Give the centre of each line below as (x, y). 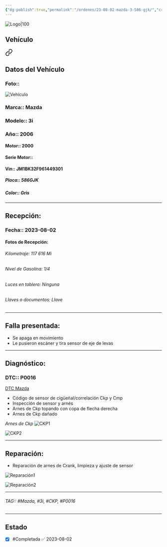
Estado (16, 527)
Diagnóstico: (25, 363)
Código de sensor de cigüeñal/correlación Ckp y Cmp (68, 398)
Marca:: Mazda (24, 108)
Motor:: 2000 (19, 146)
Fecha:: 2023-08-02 (31, 230)
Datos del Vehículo (35, 69)
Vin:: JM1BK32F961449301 (34, 169)
